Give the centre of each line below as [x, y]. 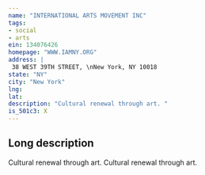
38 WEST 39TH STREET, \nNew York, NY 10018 [84, 67]
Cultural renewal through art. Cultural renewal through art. [103, 162]
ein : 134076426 [33, 45]
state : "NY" [28, 74]
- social [23, 30]
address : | [26, 60]
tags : [17, 23]
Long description [51, 143]
